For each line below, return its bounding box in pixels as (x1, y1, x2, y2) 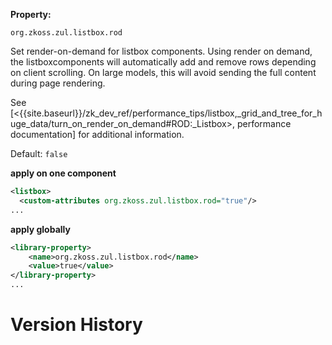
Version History (10, 314, 143, 336)
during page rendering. (10, 77, 106, 89)
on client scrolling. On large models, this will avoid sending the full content (10, 67, 317, 78)
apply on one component (10, 167, 117, 179)
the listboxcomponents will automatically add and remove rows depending (10, 56, 317, 68)
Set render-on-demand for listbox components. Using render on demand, (10, 45, 313, 57)
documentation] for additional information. (10, 129, 185, 140)
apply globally (10, 223, 71, 235)
